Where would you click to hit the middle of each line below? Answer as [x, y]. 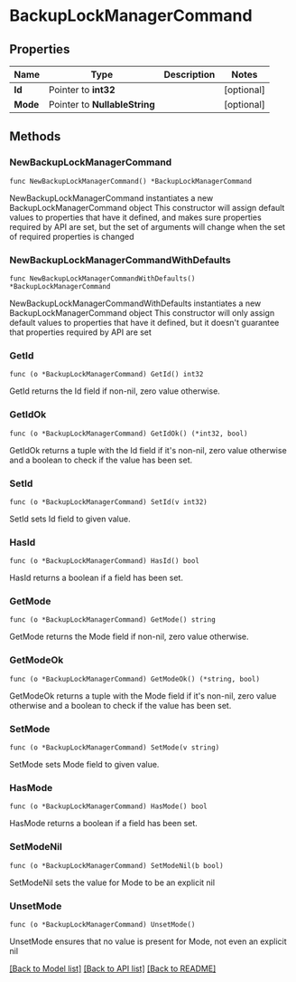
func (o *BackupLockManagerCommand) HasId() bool [105, 561]
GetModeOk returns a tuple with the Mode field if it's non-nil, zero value [143, 696]
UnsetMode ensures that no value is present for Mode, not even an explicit [148, 941]
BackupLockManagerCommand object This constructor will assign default [147, 207]
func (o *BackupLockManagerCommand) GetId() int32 [106, 375]
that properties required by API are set [80, 332]
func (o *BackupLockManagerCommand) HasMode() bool [108, 806]
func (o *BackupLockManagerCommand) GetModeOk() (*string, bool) [134, 679]
